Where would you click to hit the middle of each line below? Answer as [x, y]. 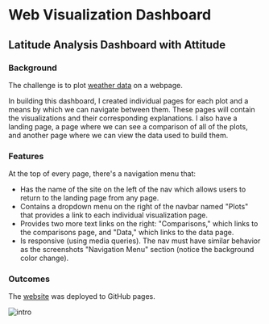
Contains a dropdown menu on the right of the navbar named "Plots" [134, 207]
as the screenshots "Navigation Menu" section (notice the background [137, 250]
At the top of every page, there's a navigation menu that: [102, 174]
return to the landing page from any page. [89, 198]
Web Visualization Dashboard [110, 15]
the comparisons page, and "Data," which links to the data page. [127, 233]
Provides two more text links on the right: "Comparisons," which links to [139, 224]
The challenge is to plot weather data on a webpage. [96, 85]
